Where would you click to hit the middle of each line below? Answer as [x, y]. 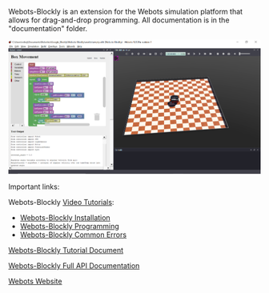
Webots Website [35, 281]
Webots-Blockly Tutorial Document [66, 250]
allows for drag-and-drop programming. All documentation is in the [119, 20]
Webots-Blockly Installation [65, 218]
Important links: [34, 187]
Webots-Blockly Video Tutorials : [61, 202]
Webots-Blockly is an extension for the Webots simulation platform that [125, 12]
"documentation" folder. [48, 28]
